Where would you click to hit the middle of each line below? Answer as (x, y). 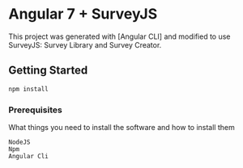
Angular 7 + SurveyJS (83, 14)
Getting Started (48, 71)
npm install (28, 89)
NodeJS (19, 142)
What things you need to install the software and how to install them (122, 127)
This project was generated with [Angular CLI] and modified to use (119, 36)
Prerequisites (35, 110)
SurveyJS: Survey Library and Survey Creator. (85, 44)
